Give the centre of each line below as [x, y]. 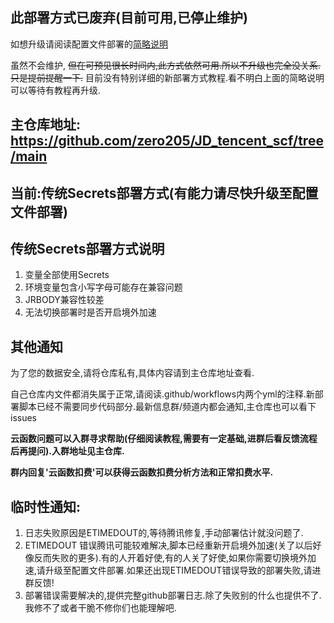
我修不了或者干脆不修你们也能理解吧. [100, 608]
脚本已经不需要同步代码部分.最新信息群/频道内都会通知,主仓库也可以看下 [167, 407]
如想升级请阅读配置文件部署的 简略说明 [89, 44]
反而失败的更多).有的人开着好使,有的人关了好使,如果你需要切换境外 [170, 558]
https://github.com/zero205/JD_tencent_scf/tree [167, 141]
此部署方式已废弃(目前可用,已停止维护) [129, 18]
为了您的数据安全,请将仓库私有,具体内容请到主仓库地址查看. [132, 373]
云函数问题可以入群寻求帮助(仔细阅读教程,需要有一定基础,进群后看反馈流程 [164, 439]
